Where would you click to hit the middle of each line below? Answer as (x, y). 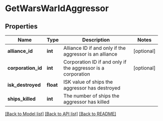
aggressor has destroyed (92, 88)
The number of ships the (91, 96)
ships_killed (22, 99)
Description (96, 40)
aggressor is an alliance (90, 54)
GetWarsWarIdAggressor (57, 8)
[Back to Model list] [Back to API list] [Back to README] (61, 114)
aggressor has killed (86, 102)
